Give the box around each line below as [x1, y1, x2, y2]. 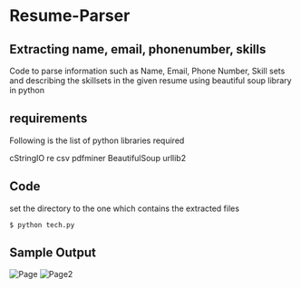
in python [9, 85, 45, 95]
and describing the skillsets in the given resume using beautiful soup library [9, 75, 292, 86]
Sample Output [9, 245, 97, 261]
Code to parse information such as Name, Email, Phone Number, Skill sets [9, 65, 286, 76]
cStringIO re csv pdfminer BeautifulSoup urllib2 [9, 152, 187, 163]
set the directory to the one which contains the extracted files [9, 203, 240, 214]
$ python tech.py [9, 220, 75, 229]
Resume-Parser [9, 5, 131, 26]
